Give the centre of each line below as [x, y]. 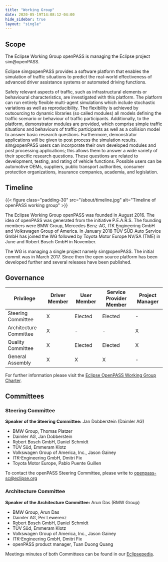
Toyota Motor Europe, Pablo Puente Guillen [57, 463]
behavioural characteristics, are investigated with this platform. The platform [84, 97]
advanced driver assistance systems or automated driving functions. [76, 82]
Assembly [19, 362]
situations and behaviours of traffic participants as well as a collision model [82, 129]
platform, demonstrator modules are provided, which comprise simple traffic [84, 124]
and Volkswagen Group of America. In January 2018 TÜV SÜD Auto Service [83, 231]
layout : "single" [23, 24]
